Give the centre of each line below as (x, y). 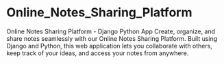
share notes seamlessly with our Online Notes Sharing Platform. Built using (112, 38)
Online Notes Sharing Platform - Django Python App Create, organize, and (111, 31)
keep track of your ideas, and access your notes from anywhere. (98, 53)
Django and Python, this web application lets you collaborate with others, (110, 46)
